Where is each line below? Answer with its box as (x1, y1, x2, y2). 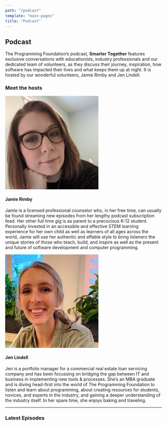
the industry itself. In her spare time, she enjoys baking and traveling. (5, 397, 147, 403)
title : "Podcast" (5, 18, 41, 23)
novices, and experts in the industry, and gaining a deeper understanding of (5, 392, 161, 398)
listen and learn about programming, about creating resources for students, (5, 387, 160, 393)
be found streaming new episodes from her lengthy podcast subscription (5, 212, 155, 219)
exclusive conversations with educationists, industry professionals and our (5, 56, 158, 62)
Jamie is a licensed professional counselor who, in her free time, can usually (5, 207, 162, 213)
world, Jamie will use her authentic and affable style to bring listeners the (5, 234, 156, 240)
